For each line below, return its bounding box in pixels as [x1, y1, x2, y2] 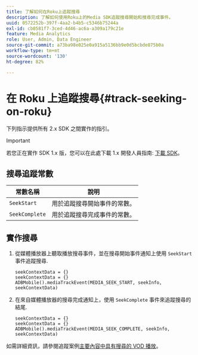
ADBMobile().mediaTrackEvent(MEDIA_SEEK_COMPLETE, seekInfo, [14, 326, 171, 332]
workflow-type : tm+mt [6, 48, 60, 54]
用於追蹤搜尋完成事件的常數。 [51, 210, 136, 219]
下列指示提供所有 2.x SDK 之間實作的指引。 [6, 125, 113, 132]
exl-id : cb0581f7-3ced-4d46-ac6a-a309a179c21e [6, 25, 124, 32]
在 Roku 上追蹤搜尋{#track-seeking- [6, 91, 187, 105]
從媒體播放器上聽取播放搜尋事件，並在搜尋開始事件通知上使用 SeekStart [14, 250, 193, 257]
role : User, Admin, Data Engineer [6, 36, 92, 42]
